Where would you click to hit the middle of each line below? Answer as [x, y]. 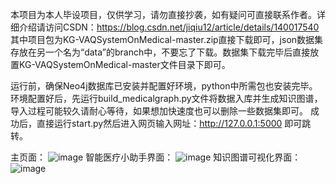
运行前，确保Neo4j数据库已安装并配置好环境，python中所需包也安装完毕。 [164, 86]
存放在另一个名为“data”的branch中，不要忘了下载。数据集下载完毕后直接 [160, 52]
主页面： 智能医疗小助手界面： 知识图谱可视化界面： [156, 157]
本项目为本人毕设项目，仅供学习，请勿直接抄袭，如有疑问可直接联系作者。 [163, 14]
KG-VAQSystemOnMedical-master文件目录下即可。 [124, 64]
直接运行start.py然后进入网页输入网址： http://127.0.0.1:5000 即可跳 [174, 123]
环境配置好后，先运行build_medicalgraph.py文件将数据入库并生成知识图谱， [166, 98]
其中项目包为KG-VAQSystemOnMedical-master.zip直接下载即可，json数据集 [167, 39]
